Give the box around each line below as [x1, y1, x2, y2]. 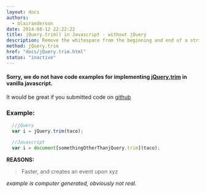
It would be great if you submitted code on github [6, 93, 131, 101]
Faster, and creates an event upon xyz [21, 167, 118, 175]
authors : [6, 15, 29, 21]
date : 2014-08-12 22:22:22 [6, 26, 75, 32]
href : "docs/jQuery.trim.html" [6, 49, 86, 55]
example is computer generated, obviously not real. [6, 180, 137, 187]
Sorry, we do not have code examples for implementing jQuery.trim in [6, 73, 188, 81]
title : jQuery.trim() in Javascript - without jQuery [6, 32, 147, 38]
